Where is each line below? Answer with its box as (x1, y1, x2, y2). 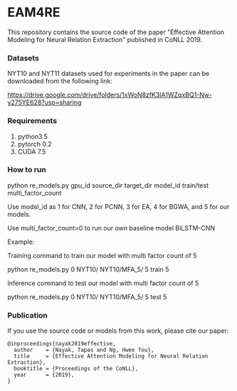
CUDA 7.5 (17, 147, 46, 156)
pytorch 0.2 (17, 139, 52, 148)
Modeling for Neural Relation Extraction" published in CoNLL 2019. (7, 35, 203, 43)
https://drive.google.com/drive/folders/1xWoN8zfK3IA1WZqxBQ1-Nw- (7, 90, 212, 100)
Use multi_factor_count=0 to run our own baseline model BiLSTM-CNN (7, 223, 216, 232)
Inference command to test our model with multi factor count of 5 (7, 279, 199, 287)
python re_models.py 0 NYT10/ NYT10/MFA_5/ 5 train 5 (7, 264, 169, 274)
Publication (7, 310, 48, 320)
